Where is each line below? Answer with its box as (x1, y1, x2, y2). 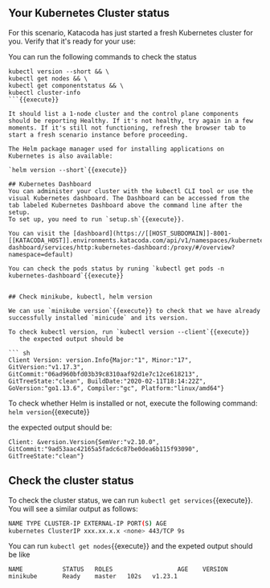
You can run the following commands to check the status (8, 51, 197, 61)
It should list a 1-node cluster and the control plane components (8, 109, 239, 117)
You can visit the (8, 229, 70, 237)
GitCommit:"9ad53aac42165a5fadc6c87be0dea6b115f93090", (8, 445, 199, 453)
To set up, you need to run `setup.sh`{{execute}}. (8, 215, 185, 224)
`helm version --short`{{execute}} (8, 166, 128, 174)
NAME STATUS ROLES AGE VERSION (8, 565, 228, 574)
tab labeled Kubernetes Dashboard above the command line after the (8, 201, 243, 209)
